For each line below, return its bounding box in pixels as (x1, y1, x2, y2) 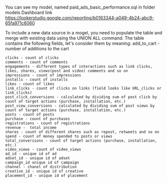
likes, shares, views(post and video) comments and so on (5, 68, 128, 73)
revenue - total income (5, 125, 57, 130)
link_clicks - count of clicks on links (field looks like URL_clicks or (5, 86, 162, 91)
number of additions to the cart (5, 46, 69, 51)
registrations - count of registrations (5, 121, 91, 126)
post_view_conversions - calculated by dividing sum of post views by (5, 103, 155, 108)
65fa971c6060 (5, 20, 35, 26)
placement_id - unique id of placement (5, 173, 88, 178)
